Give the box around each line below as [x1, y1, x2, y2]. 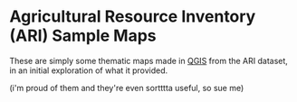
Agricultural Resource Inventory [9, 6, 256, 27]
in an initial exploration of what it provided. [9, 65, 168, 76]
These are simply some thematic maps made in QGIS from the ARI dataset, [9, 55, 288, 66]
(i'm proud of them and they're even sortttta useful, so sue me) [9, 82, 244, 93]
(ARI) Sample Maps [9, 25, 157, 46]
